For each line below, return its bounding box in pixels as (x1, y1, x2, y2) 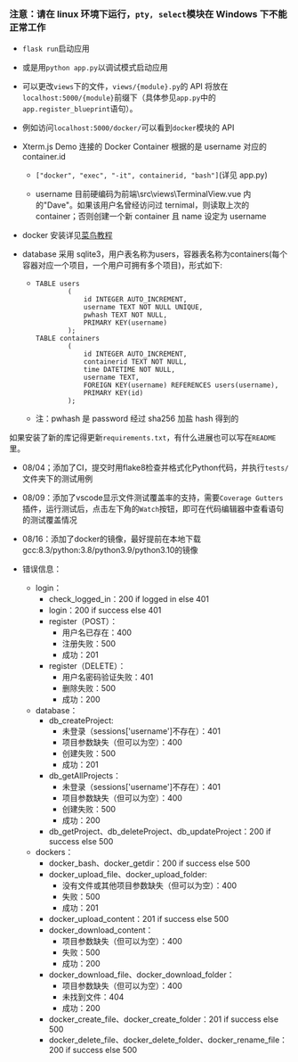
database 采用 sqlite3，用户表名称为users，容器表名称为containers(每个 (21, 249, 287, 259)
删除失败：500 (61, 683, 117, 694)
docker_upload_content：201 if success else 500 (48, 914, 230, 925)
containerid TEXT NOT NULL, (83, 358, 188, 366)
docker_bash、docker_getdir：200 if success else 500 (48, 858, 251, 869)
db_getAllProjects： (48, 770, 122, 781)
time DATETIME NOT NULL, (83, 366, 176, 375)
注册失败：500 (61, 638, 117, 649)
